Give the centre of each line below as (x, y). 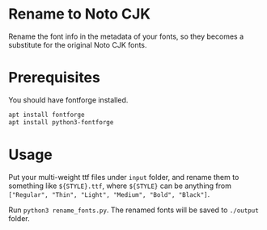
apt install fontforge (47, 115)
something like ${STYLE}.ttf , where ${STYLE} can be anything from (120, 186)
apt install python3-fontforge (61, 122)
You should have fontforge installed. (68, 100)
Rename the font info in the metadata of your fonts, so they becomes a (126, 36)
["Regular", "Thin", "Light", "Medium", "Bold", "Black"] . (109, 194)
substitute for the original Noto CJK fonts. (78, 44)
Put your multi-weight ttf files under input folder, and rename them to (124, 177)
